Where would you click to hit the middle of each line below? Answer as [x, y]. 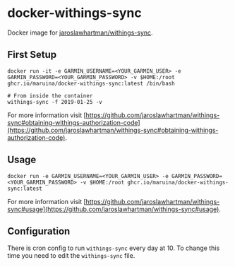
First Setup [32, 55]
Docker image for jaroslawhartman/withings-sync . [80, 32]
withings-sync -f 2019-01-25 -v [55, 102]
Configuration [39, 231]
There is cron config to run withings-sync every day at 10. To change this [114, 248]
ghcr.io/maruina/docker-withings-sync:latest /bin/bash [91, 83]
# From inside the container [50, 96]
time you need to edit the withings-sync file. [71, 256]
